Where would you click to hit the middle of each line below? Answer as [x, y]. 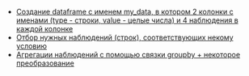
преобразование [45, 63]
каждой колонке [44, 29]
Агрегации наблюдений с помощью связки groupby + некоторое [128, 55]
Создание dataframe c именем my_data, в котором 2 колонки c [124, 12]
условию [31, 46]
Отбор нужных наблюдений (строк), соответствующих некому [124, 37]
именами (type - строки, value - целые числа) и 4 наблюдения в [127, 20]
